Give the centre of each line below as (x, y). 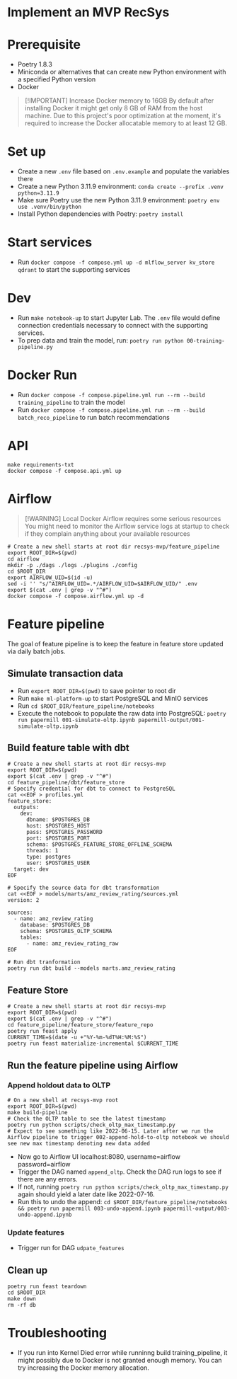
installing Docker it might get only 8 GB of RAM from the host (114, 108)
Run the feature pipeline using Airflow (93, 1065)
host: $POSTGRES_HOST (58, 826)
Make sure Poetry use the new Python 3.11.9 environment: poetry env (118, 200)
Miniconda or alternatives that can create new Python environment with (122, 72)
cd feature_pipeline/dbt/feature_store (66, 783)
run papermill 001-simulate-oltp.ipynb (76, 720)
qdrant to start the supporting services (74, 269)
